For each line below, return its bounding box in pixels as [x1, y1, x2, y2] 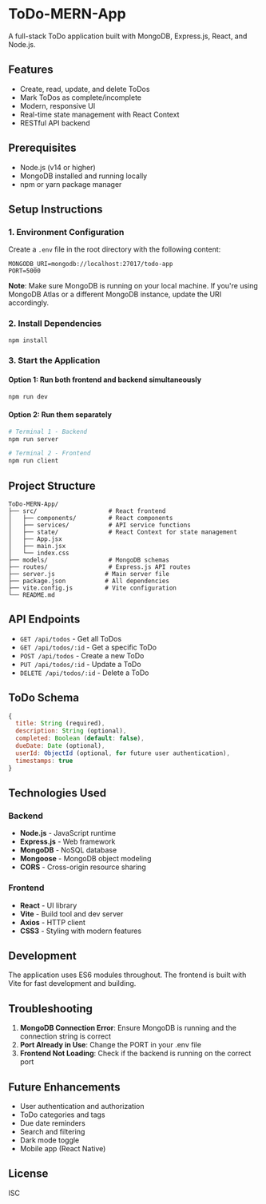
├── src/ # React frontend [8, 507, 166, 515]
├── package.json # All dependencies [8, 577, 170, 585]
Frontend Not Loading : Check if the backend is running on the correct [19, 1048, 252, 1059]
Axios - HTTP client [19, 917, 86, 927]
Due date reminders [19, 1118, 85, 1127]
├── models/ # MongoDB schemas [8, 556, 170, 564]
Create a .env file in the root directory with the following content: [8, 244, 221, 254]
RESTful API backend [19, 117, 90, 128]
